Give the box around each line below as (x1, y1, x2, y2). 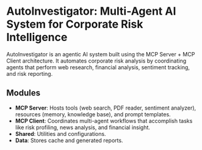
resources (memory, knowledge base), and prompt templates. (15, 110, 171, 118)
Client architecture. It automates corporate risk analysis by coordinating (6, 57, 187, 64)
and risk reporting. (6, 70, 53, 77)
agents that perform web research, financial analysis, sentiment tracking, (6, 63, 190, 71)
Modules (6, 88, 41, 99)
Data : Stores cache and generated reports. (15, 137, 123, 144)
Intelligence (6, 31, 68, 44)
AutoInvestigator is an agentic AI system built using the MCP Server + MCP (6, 50, 195, 58)
